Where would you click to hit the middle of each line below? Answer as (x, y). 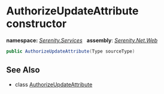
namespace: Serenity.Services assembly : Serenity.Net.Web (82, 40)
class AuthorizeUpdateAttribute (54, 84)
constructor (37, 24)
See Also (23, 70)
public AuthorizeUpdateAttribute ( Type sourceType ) (71, 51)
